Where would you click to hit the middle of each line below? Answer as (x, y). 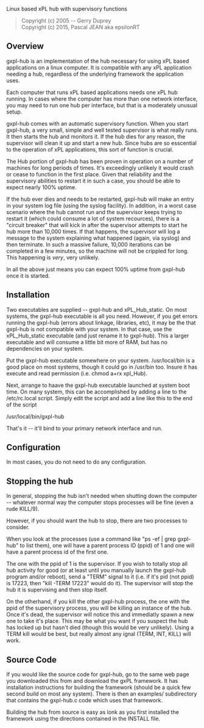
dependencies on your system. (45, 348)
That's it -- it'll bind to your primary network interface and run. (84, 428)
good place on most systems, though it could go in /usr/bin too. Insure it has (102, 367)
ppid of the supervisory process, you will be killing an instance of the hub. (99, 608)
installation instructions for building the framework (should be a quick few (99, 687)
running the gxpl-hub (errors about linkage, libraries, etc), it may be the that (101, 322)
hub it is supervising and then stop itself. (57, 590)
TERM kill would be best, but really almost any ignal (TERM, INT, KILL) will (99, 634)
